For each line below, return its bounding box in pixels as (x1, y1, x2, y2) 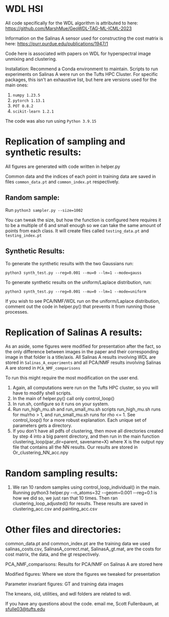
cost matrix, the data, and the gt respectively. (5, 551, 100, 557)
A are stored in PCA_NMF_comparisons (5, 365, 81, 371)
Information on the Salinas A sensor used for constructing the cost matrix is (5, 35, 163, 41)
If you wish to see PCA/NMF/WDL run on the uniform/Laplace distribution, (5, 298, 160, 304)
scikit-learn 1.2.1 (12, 109, 54, 114)
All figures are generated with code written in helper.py (5, 163, 120, 170)
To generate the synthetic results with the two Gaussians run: (5, 260, 133, 266)
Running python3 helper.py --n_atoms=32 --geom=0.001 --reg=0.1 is (12, 490, 157, 496)
